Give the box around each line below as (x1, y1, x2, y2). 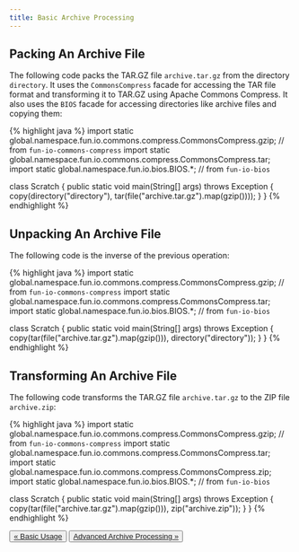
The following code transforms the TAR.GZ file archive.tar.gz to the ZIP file (9, 392, 290, 403)
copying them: (9, 109, 63, 119)
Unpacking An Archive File (9, 226, 162, 241)
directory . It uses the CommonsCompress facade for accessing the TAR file (9, 80, 277, 91)
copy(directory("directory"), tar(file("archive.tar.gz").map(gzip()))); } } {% (9, 190, 281, 202)
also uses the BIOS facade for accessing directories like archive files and (9, 99, 277, 110)
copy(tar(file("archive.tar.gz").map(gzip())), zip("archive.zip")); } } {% (9, 504, 266, 514)
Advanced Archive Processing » (73, 531, 180, 541)
